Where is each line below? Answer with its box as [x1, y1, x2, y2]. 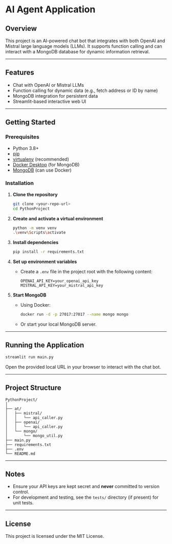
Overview [5, 24, 37, 33]
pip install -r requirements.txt [12, 249, 84, 255]
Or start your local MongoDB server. [20, 321, 97, 327]
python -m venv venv [12, 225, 57, 231]
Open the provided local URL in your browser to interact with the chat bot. [5, 364, 161, 370]
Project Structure [5, 384, 61, 392]
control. [12, 489, 29, 495]
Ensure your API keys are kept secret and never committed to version [12, 483, 160, 490]
